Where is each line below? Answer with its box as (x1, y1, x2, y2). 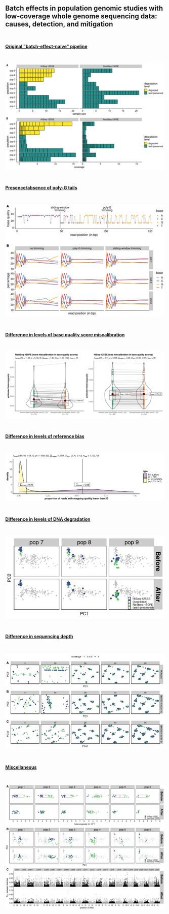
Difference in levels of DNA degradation (5, 516, 91, 522)
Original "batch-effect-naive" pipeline (5, 43, 88, 49)
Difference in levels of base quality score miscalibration (5, 331, 125, 337)
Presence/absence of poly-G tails (5, 185, 77, 191)
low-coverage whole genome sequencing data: (5, 12, 158, 21)
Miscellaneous (5, 764, 37, 770)
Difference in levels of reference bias (5, 433, 85, 439)
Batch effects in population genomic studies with (5, 4, 163, 13)
